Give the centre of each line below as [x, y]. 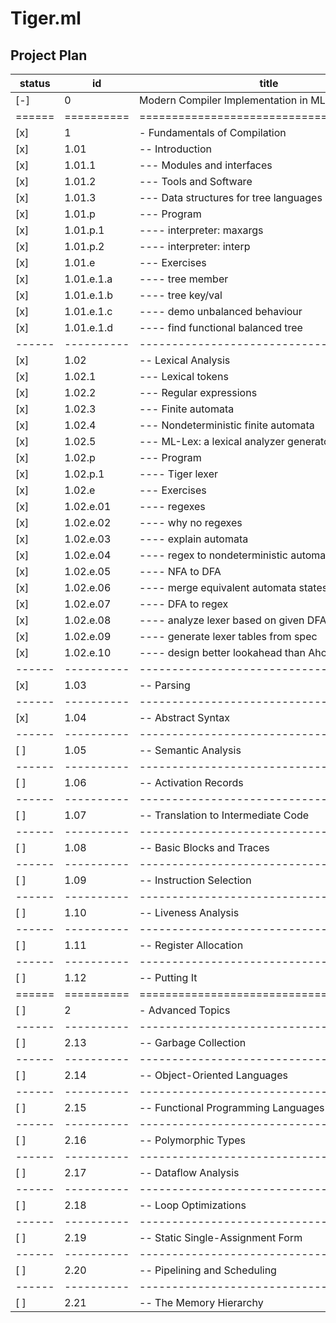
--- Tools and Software [196, 181]
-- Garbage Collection [193, 1042]
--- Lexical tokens [184, 376]
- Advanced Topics [185, 1010]
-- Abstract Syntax [184, 717]
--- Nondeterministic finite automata [227, 425]
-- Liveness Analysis [189, 912]
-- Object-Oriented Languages [213, 1075]
